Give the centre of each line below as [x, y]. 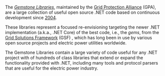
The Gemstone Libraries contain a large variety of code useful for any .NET [81, 52]
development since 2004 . [31, 18]
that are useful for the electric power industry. [52, 68]
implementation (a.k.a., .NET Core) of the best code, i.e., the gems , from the [82, 32]
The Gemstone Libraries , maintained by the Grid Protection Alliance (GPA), [81, 7]
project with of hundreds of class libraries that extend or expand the [74, 58]
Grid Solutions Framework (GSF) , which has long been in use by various [79, 38]
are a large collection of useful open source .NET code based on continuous [82, 12]
